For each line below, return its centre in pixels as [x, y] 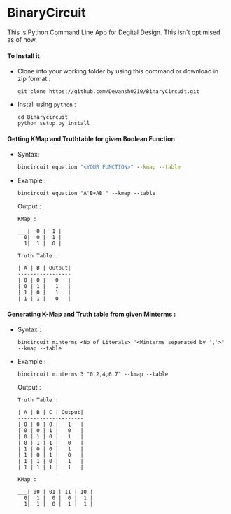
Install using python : [47, 105]
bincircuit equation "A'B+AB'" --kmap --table [86, 194]
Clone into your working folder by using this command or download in [118, 71]
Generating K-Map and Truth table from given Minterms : [92, 314]
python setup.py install [54, 124]
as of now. [22, 39]
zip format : [34, 79]
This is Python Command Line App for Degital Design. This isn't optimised [114, 32]
